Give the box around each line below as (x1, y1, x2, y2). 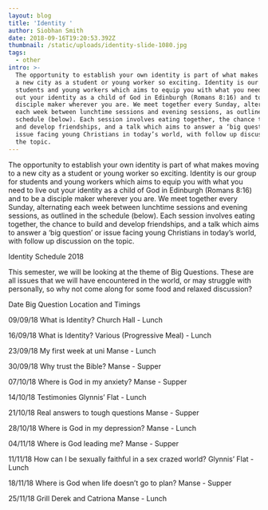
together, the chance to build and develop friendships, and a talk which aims (8, 219, 259, 228)
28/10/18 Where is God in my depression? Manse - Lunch (8, 423, 197, 433)
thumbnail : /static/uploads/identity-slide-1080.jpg (8, 42, 187, 49)
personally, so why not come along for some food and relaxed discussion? (8, 284, 253, 294)
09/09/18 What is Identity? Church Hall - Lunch (8, 314, 164, 324)
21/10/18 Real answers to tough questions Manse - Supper (8, 408, 199, 417)
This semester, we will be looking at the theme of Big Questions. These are (8, 267, 254, 276)
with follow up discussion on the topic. (8, 236, 135, 246)
